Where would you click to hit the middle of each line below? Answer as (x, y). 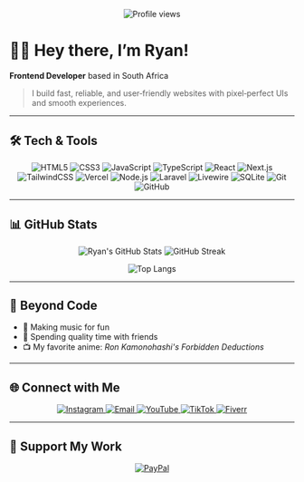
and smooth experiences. (79, 102)
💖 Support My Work (66, 446)
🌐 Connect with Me (65, 387)
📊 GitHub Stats (53, 225)
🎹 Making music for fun (66, 327)
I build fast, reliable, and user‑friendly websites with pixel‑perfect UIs (160, 93)
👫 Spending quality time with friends (90, 337)
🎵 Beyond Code (53, 305)
